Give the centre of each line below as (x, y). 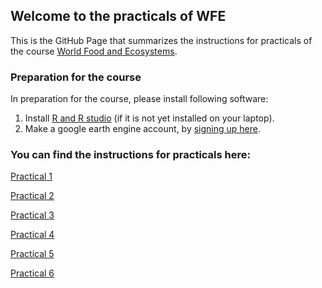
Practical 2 (32, 196)
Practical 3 (32, 215)
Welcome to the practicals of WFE (118, 16)
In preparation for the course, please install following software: (139, 99)
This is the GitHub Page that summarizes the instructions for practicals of (161, 40)
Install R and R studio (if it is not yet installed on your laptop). (149, 118)
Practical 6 (32, 273)
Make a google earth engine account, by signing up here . (143, 129)
